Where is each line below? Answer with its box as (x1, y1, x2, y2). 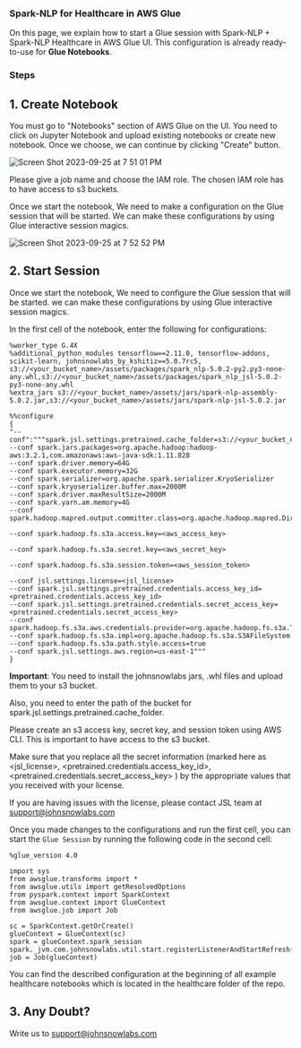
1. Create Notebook (9, 97, 118, 112)
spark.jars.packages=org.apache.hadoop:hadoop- (37, 443, 219, 452)
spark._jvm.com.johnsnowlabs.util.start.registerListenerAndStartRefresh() (9, 945, 298, 954)
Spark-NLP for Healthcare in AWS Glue (9, 7, 182, 20)
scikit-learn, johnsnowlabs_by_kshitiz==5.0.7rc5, (9, 357, 202, 366)
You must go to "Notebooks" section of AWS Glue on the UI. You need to (9, 120, 278, 132)
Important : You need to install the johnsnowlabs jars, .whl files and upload (9, 671, 284, 681)
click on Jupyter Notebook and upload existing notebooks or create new (9, 130, 276, 141)
